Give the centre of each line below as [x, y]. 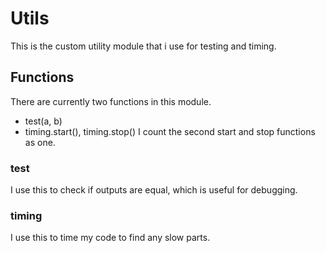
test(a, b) [43, 121]
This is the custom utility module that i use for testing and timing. [143, 46]
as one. [40, 142]
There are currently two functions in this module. [111, 101]
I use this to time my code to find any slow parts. [110, 238]
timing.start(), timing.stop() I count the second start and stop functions [170, 131]
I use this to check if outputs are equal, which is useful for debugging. [154, 190]
